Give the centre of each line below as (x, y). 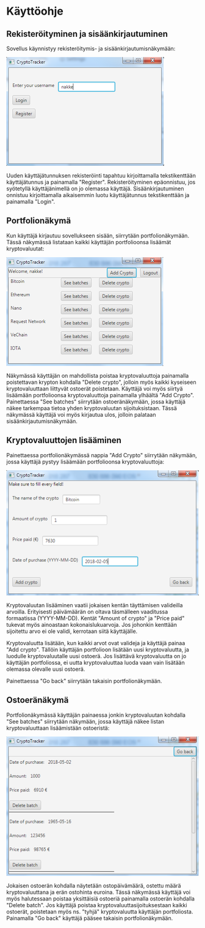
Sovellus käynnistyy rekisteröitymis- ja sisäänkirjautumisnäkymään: (91, 48)
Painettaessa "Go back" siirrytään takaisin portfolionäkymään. (84, 681)
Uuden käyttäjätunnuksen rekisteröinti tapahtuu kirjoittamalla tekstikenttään (101, 175)
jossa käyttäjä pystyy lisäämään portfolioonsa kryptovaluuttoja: (85, 462)
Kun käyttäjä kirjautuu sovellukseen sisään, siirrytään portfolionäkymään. (98, 235)
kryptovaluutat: (25, 249)
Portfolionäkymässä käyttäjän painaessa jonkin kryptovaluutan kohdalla (96, 715)
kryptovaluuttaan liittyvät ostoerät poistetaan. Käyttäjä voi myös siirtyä (95, 388)
